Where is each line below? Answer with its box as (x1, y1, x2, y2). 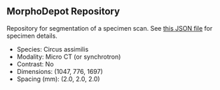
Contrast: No (16, 59, 54, 68)
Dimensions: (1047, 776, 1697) (16, 67, 103, 75)
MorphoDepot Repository (6, 6, 121, 17)
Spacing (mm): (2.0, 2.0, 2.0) (16, 75, 100, 83)
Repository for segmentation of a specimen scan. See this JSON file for (6, 24, 213, 32)
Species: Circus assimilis (16, 45, 89, 53)
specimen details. (6, 31, 57, 40)
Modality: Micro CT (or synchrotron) (16, 52, 121, 61)
